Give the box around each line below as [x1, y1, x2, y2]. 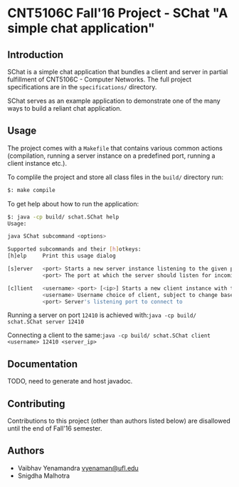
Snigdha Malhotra [17, 471, 70, 480]
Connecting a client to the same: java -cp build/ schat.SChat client [7, 331, 211, 340]
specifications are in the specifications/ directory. [7, 83, 157, 91]
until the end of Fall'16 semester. [7, 424, 102, 433]
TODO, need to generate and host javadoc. [7, 377, 133, 386]
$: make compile [7, 186, 55, 194]
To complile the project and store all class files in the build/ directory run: [7, 173, 224, 181]
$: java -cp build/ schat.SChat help [7, 213, 119, 221]
